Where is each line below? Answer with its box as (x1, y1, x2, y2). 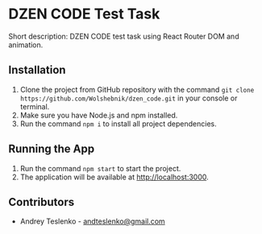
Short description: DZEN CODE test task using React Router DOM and (8, 31, 239, 41)
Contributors (8, 195, 75, 209)
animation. (8, 39, 44, 49)
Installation (8, 64, 66, 77)
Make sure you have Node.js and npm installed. (19, 110, 178, 120)
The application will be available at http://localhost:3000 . (19, 172, 210, 182)
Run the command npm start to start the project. (19, 163, 181, 173)
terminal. (19, 101, 50, 111)
